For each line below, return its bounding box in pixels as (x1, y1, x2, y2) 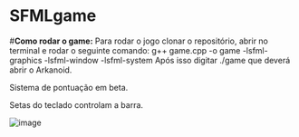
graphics (9, 54, 43, 65)
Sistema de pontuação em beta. (9, 82, 129, 93)
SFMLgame (9, 5, 97, 26)
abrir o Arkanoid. (9, 64, 72, 75)
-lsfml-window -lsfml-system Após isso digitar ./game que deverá (43, 54, 291, 65)
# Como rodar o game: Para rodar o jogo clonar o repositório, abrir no (9, 35, 269, 46)
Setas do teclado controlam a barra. (9, 99, 143, 110)
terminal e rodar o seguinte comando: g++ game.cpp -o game (9, 44, 241, 55)
